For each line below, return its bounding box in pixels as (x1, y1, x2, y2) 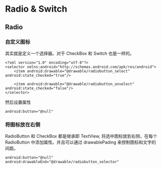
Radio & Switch (5, 3, 68, 15)
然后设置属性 (5, 99, 31, 105)
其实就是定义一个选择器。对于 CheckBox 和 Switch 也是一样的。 (5, 50, 135, 56)
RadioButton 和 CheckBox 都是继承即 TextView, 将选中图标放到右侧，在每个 (5, 133, 158, 139)
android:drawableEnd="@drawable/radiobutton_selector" (5, 160, 119, 165)
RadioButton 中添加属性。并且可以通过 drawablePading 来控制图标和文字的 (5, 139, 156, 145)
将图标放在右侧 (5, 121, 41, 128)
